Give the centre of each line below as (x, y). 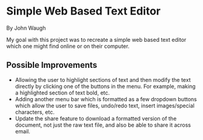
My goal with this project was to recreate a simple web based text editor (96, 39)
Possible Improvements (52, 65)
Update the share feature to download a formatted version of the (96, 118)
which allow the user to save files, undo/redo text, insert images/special (105, 105)
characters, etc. (35, 112)
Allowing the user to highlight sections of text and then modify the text (103, 79)
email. (22, 131)
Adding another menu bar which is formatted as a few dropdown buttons (106, 99)
